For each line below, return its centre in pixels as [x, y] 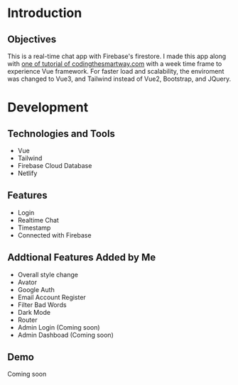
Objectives [32, 39]
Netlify [27, 173]
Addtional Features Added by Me [82, 258]
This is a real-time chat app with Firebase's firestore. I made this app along [117, 56]
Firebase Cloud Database [55, 166]
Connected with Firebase [54, 235]
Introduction [45, 13]
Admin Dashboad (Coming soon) [65, 335]
